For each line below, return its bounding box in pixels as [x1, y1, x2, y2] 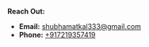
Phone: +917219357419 [18, 31, 96, 39]
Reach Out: [7, 7, 45, 16]
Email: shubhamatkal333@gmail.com [18, 22, 142, 31]
